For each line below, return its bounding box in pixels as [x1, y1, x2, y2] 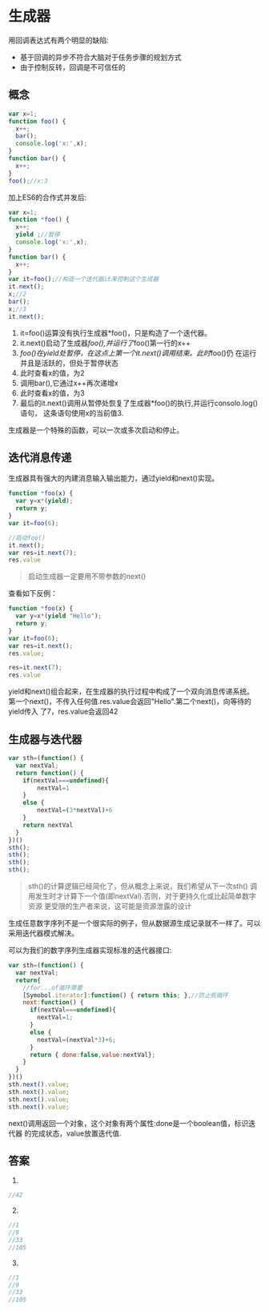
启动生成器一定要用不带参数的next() [27, 572, 147, 581]
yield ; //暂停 [15, 231, 60, 239]
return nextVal [22, 821, 74, 829]
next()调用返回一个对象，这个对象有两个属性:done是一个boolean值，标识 [8, 1118, 249, 1128]
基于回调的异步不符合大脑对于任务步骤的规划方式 [19, 52, 182, 62]
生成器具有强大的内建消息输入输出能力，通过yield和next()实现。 [8, 473, 219, 483]
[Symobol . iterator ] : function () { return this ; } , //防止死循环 [22, 991, 228, 999]
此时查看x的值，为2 [19, 368, 85, 377]
